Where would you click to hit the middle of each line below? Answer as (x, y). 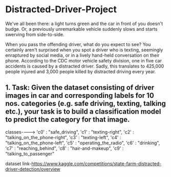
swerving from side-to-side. (35, 34)
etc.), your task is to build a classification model (83, 112)
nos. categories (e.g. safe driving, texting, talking (86, 104)
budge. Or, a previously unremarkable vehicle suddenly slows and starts (81, 29)
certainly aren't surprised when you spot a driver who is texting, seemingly (84, 50)
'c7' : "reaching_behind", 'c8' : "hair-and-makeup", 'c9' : (65, 148)
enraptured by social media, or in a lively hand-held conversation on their (82, 55)
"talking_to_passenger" (30, 153)
